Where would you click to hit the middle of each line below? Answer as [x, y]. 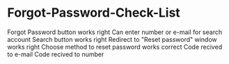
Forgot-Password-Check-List [94, 13]
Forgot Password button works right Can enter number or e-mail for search [115, 32]
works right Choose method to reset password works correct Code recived [115, 47]
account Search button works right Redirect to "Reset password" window [112, 39]
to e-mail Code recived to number [56, 54]
